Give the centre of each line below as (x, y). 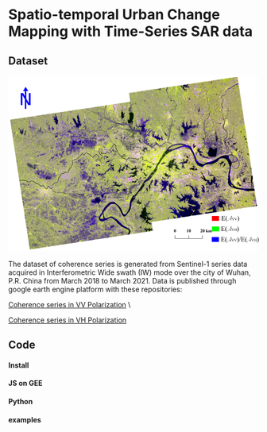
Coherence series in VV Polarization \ (70, 304)
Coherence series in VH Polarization (68, 320)
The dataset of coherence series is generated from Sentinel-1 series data (128, 264)
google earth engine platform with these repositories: (95, 289)
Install (19, 365)
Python (21, 401)
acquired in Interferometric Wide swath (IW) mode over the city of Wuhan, (130, 272)
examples (25, 419)
